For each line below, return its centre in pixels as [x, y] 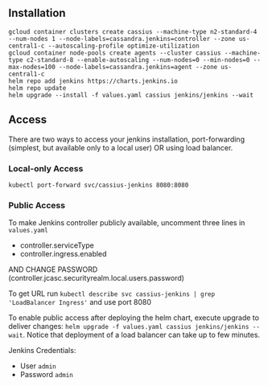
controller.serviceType [57, 245]
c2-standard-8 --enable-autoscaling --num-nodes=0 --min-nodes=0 [138, 60]
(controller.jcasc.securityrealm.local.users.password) [97, 278]
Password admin [47, 375]
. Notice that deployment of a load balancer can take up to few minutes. [141, 335]
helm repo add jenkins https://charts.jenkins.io [93, 81]
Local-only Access [46, 168]
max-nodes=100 [32, 67]
